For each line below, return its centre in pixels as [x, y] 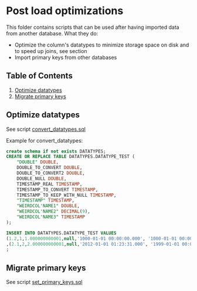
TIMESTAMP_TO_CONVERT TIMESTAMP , [57, 190]
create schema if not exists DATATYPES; [56, 151]
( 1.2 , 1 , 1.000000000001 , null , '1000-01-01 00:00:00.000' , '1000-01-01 [91, 239]
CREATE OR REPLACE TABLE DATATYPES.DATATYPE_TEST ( [70, 157]
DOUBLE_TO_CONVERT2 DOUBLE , [51, 173]
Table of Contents [40, 76]
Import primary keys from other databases [66, 57]
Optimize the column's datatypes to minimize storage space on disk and [102, 45]
